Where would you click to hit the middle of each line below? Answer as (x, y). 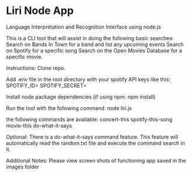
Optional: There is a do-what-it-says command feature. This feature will (92, 137)
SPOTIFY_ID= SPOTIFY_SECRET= (46, 85)
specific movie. (24, 57)
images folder (23, 167)
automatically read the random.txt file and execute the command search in (95, 143)
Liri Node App (40, 11)
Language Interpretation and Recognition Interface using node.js (84, 27)
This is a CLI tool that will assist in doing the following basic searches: (90, 38)
